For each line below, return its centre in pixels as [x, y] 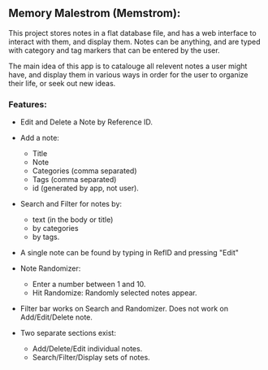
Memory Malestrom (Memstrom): [95, 13]
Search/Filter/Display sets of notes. [91, 358]
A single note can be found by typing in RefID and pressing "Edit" [130, 253]
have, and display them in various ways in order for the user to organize [129, 74]
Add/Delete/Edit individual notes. [87, 349]
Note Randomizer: [50, 268]
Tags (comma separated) [74, 180]
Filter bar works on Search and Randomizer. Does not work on [124, 309]
